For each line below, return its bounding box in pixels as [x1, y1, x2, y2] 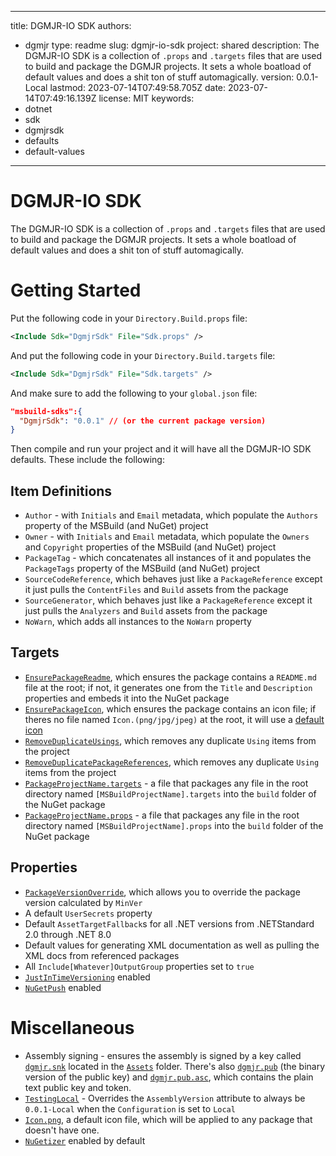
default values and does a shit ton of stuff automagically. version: [24, 71, 295, 83]
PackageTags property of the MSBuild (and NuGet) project [24, 562, 261, 575]
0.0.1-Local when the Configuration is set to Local [24, 1102, 236, 1115]
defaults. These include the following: [10, 454, 165, 466]
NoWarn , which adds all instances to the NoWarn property [24, 616, 252, 628]
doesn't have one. [24, 1124, 100, 1136]
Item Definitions [10, 482, 113, 500]
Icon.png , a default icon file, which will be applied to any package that [24, 1113, 313, 1125]
